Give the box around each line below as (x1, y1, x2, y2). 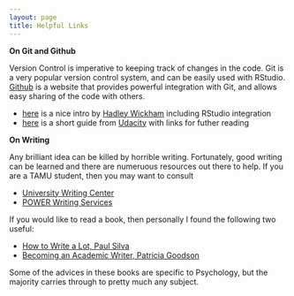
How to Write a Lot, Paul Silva (21, 240, 130, 251)
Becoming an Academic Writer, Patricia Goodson (21, 249, 200, 261)
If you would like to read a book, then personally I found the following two (9, 214, 276, 224)
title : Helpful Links (9, 21, 89, 30)
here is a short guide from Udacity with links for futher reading (21, 117, 250, 128)
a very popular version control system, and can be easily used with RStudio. (9, 72, 285, 82)
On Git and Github (9, 45, 77, 56)
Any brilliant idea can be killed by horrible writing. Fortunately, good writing (9, 151, 283, 162)
